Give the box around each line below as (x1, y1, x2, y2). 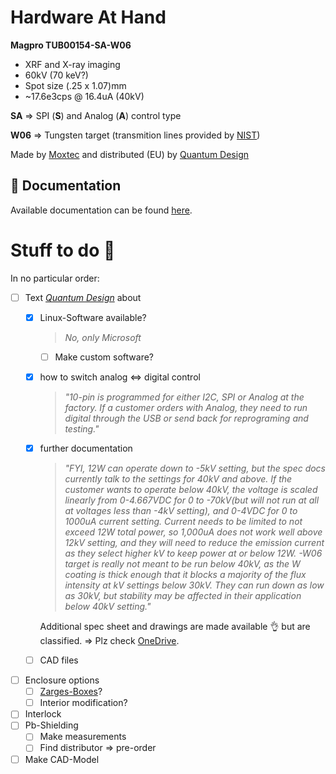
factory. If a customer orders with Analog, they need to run (64, 401, 308, 413)
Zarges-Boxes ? (39, 686, 103, 698)
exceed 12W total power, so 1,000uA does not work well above (64, 526, 323, 538)
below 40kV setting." (64, 601, 152, 612)
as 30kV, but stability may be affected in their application (64, 590, 302, 601)
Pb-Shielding (24, 719, 79, 731)
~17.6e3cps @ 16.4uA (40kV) (24, 90, 145, 102)
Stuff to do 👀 (10, 239, 116, 261)
